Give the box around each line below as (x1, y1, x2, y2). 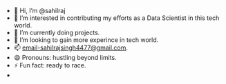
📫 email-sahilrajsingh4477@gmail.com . (13, 43, 129, 52)
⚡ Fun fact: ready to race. (13, 61, 86, 69)
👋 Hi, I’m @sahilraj (13, 7, 66, 14)
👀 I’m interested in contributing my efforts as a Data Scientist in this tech (13, 14, 220, 22)
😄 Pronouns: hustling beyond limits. (13, 54, 117, 61)
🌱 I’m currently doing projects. (13, 28, 100, 36)
